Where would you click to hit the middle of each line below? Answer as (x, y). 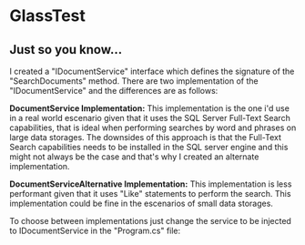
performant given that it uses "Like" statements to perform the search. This (150, 194)
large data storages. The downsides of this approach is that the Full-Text (146, 137)
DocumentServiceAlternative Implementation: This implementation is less (151, 184)
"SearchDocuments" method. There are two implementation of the (134, 81)
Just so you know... (66, 50)
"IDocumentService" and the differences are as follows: (114, 91)
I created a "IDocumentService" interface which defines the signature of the (152, 71)
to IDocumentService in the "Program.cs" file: (95, 230)
